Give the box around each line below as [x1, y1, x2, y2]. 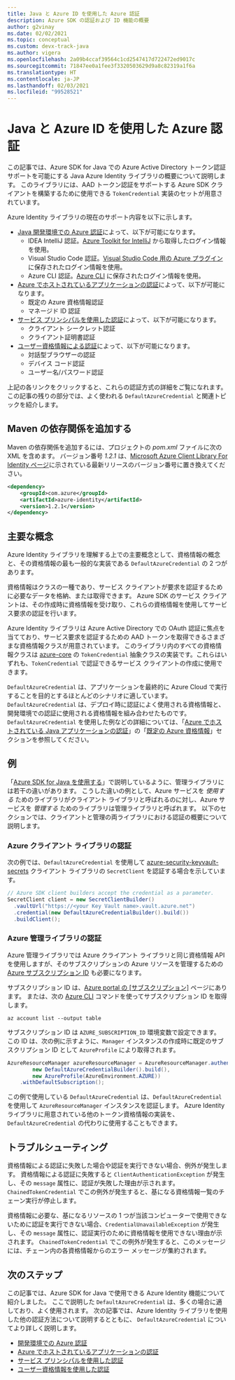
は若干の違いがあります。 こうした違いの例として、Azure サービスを [7, 786, 205, 794]
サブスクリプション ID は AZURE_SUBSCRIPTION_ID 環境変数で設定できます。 [7, 1028, 220, 1036]
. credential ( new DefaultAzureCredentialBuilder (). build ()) [13, 909, 190, 916]
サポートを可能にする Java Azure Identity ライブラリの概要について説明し [7, 172, 220, 180]
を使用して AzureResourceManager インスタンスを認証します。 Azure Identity [7, 1102, 225, 1110]
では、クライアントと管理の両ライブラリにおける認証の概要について [31, 813, 228, 821]
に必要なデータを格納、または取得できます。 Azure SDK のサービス [7, 592, 201, 600]
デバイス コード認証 [27, 359, 85, 368]
